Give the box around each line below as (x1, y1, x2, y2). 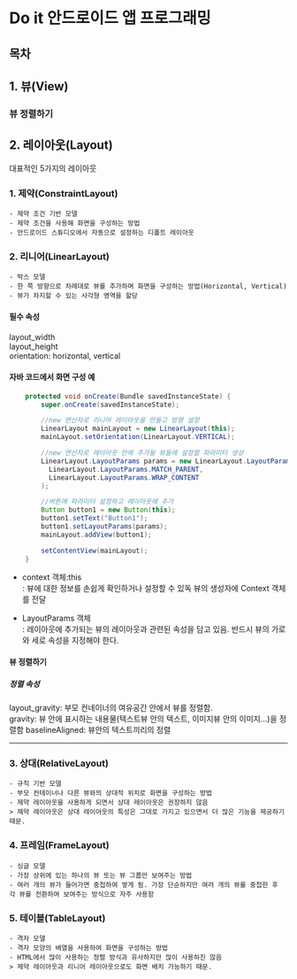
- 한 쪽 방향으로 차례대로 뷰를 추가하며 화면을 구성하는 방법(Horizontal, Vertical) (9, 282, 287, 291)
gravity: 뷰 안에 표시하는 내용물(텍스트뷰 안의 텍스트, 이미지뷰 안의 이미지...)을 (9, 713, 278, 724)
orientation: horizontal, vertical (9, 351, 121, 361)
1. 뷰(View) (9, 79, 69, 94)
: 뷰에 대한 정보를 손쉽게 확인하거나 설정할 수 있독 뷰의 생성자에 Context (21, 582, 270, 593)
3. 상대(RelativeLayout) (9, 758, 109, 770)
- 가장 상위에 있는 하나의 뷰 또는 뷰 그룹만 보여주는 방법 (9, 871, 193, 880)
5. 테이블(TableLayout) (9, 912, 106, 924)
